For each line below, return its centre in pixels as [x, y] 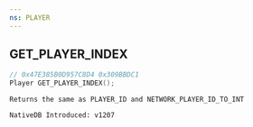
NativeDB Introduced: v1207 [62, 115]
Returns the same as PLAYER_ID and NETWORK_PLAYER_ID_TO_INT [127, 100]
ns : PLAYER [30, 18]
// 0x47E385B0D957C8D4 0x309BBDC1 [75, 75]
